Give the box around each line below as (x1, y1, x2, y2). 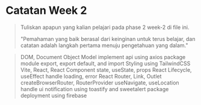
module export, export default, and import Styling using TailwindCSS (20, 60, 191, 67)
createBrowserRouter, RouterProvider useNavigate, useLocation (20, 79, 179, 86)
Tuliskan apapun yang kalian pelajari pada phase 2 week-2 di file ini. (20, 24, 190, 31)
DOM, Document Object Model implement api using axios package (20, 53, 186, 60)
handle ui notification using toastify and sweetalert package (20, 85, 169, 92)
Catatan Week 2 (5, 4, 87, 17)
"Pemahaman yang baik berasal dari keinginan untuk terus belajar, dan (20, 35, 196, 42)
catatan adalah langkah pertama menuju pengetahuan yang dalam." (20, 42, 188, 49)
